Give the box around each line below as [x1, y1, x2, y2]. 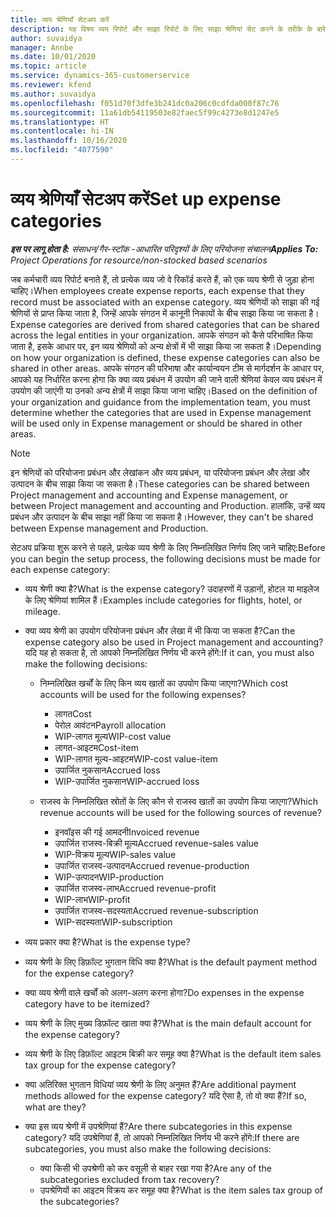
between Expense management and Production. [10, 522, 209, 534]
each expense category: [10, 563, 111, 575]
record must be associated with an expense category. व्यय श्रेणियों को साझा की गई [10, 296, 320, 308]
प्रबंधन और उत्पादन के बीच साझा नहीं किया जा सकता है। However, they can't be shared [10, 511, 314, 523]
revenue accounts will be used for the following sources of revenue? [39, 806, 322, 818]
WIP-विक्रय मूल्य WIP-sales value [54, 848, 177, 860]
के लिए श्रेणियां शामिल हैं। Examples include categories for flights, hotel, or [24, 594, 303, 606]
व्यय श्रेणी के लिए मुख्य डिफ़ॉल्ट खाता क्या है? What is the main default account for [24, 1017, 312, 1029]
